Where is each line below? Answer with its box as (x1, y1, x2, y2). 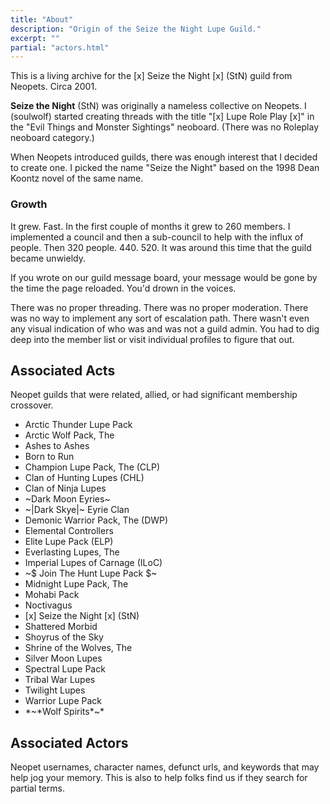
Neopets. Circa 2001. (10, 81, 98, 93)
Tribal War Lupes (24, 674, 96, 686)
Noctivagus (24, 599, 73, 611)
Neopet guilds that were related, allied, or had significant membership (10, 389, 298, 401)
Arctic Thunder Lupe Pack (24, 419, 133, 431)
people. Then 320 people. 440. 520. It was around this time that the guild (10, 241, 312, 253)
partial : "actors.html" (10, 42, 110, 53)
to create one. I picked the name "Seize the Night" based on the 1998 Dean (10, 162, 320, 174)
